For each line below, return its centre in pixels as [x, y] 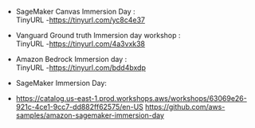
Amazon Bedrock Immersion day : [71, 59]
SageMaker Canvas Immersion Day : [75, 12]
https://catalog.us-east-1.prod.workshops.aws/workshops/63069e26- [131, 98]
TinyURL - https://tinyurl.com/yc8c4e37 [80, 20]
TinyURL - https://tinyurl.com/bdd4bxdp [80, 68]
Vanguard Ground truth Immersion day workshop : [98, 35]
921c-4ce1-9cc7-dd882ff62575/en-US [79, 107]
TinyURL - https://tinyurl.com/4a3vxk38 [80, 44]
